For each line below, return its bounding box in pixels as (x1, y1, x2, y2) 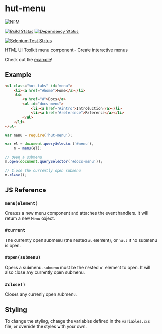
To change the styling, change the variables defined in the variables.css (5, 318, 150, 324)
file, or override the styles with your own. (5, 323, 87, 330)
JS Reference (5, 186, 46, 194)
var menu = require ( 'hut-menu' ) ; (5, 133, 73, 138)
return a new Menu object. (5, 215, 55, 221)
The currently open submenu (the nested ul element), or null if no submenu (5, 237, 157, 243)
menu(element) (5, 200, 38, 206)
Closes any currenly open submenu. (5, 291, 77, 297)
